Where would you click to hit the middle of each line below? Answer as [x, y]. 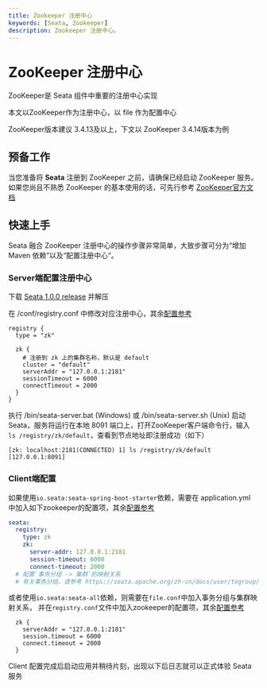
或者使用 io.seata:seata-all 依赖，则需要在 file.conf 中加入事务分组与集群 [130, 597]
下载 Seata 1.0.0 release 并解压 [59, 297]
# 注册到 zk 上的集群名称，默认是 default [86, 358]
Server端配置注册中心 [50, 277]
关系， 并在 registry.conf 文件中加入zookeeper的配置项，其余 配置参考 [130, 608]
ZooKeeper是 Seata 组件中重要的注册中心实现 [83, 95]
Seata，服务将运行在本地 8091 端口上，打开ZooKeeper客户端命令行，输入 [129, 425]
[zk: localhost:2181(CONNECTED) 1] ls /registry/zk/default [110, 450]
